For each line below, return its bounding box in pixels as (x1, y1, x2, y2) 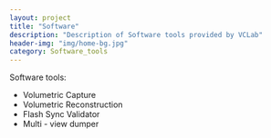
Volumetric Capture (22, 90, 97, 101)
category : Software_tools (9, 47, 108, 56)
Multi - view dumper (22, 119, 99, 130)
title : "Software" (9, 22, 79, 31)
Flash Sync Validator (22, 109, 100, 120)
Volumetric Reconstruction (22, 99, 123, 110)
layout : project (9, 13, 71, 23)
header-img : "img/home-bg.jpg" (9, 38, 129, 48)
